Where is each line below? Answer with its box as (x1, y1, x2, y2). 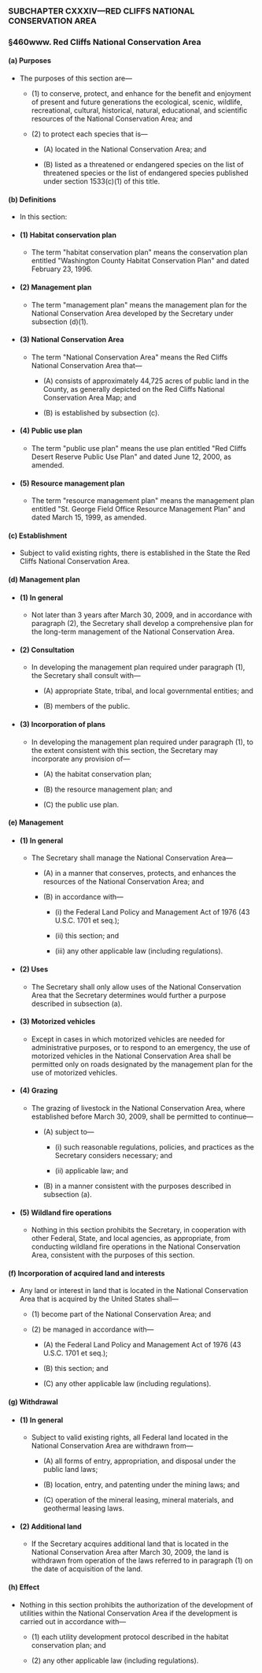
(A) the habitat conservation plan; (42, 769, 152, 778)
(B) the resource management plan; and (42, 784, 173, 794)
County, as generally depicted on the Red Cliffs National (42, 384, 225, 393)
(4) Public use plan (19, 426, 83, 435)
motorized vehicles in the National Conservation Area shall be (31, 1051, 232, 1060)
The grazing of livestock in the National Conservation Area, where (31, 1104, 245, 1113)
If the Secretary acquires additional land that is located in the (31, 1539, 229, 1548)
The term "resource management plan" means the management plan (31, 496, 255, 505)
